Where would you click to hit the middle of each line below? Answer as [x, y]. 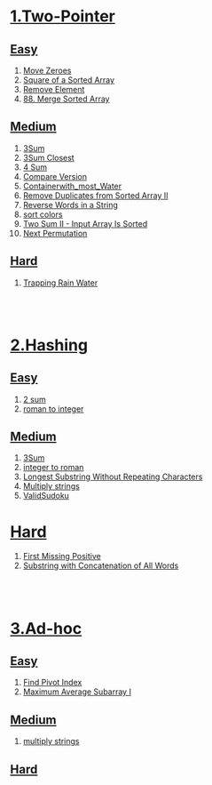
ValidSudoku [46, 496]
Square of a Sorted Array [68, 80]
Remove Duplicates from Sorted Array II [95, 195]
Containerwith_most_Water [72, 186]
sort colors [43, 214]
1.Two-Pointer [63, 16]
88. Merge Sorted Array [66, 99]
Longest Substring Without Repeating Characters [113, 477]
